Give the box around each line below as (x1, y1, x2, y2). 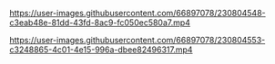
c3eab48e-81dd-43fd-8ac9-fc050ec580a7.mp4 (9, 17, 191, 28)
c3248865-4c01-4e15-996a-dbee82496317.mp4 (9, 44, 193, 55)
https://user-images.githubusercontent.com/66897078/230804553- (9, 35, 266, 45)
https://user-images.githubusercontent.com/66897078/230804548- (9, 8, 266, 18)
